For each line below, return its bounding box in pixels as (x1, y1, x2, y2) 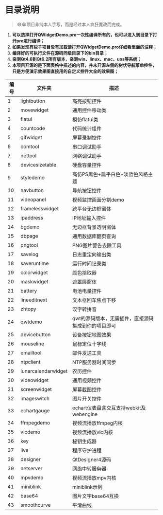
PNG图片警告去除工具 (72, 242, 122, 249)
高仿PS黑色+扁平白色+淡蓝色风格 (72, 171, 148, 178)
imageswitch (20, 395, 50, 402)
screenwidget (20, 386, 52, 392)
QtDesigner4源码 (72, 456, 112, 463)
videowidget (20, 377, 49, 384)
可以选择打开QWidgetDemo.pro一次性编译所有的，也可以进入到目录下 (12, 32, 153, 37)
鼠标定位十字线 (72, 340, 107, 347)
